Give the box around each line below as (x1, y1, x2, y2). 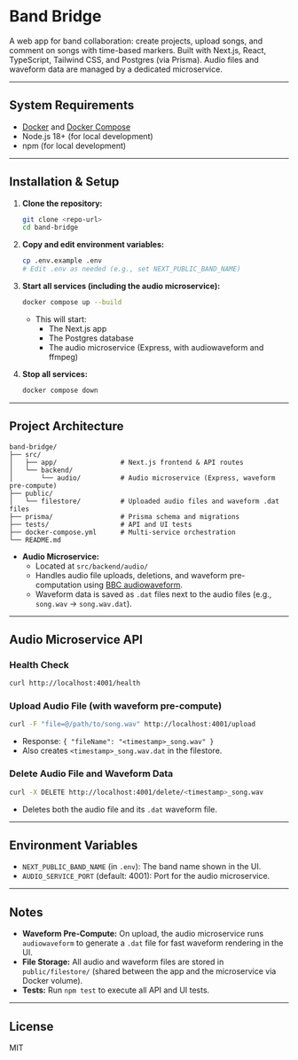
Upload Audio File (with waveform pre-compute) (9, 700, 223, 712)
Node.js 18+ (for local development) (21, 130, 153, 141)
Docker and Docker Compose (21, 122, 131, 132)
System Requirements (9, 98, 135, 113)
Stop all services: (21, 368, 89, 379)
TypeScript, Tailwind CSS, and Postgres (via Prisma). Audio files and (9, 54, 259, 65)
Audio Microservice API (9, 632, 144, 648)
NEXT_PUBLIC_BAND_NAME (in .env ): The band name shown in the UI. (21, 861, 262, 872)
